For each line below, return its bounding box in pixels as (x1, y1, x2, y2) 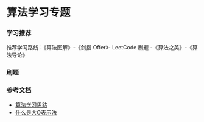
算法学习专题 (6, 5, 71, 20)
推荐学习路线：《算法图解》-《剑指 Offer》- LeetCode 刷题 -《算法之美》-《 (6, 44, 193, 51)
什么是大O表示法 (15, 109, 57, 116)
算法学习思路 (15, 101, 47, 109)
